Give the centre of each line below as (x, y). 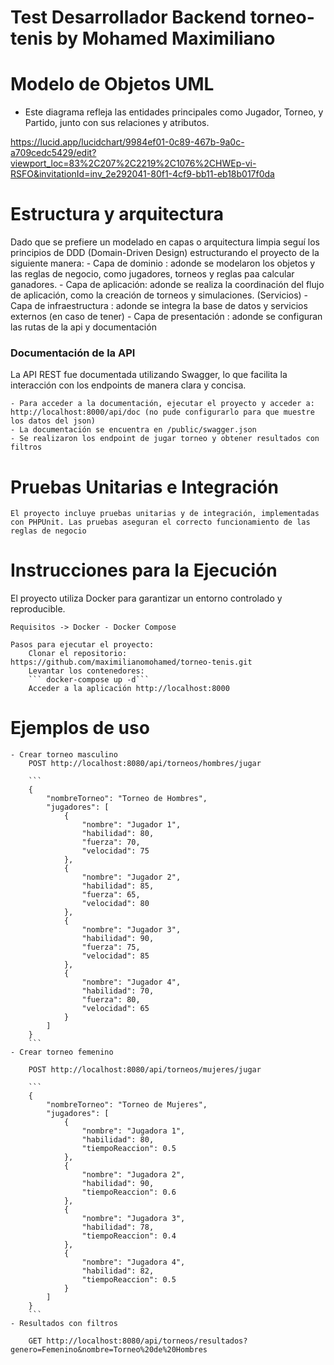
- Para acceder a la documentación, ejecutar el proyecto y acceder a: (162, 404)
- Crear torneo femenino (62, 1052)
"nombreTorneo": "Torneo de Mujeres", (127, 1105)
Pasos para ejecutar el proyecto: (82, 645)
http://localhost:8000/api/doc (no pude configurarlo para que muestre (162, 412)
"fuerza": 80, (111, 1000)
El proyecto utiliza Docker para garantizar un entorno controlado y (146, 598)
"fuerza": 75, (111, 947)
